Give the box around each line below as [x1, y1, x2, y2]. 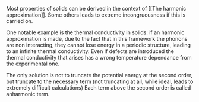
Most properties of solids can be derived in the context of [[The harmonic [6, 5, 187, 12]
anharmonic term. [6, 91, 50, 97]
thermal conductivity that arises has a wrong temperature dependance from [6, 54, 192, 61]
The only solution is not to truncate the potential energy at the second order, [6, 72, 193, 78]
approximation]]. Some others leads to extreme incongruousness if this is [6, 11, 186, 18]
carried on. [6, 18, 33, 24]
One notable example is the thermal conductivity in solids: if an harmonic [6, 29, 185, 36]
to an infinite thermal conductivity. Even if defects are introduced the [6, 48, 174, 55]
